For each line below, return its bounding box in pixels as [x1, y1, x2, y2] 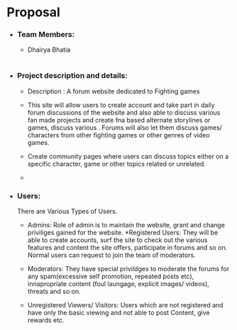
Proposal [6, 4, 61, 21]
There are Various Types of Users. [16, 207, 118, 216]
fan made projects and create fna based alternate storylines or [27, 115, 211, 124]
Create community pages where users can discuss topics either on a [27, 152, 229, 160]
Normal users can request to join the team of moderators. [27, 251, 196, 259]
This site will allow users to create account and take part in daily [27, 101, 215, 109]
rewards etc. [27, 316, 65, 324]
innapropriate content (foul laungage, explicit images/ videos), [27, 280, 210, 288]
